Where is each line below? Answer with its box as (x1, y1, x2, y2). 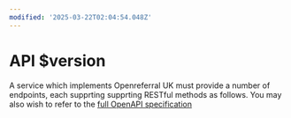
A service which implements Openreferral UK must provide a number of (9, 80, 271, 91)
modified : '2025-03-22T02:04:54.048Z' (9, 12, 152, 22)
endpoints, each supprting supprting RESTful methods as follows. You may (9, 89, 282, 100)
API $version (9, 50, 106, 70)
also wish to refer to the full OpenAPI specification (9, 99, 193, 109)
